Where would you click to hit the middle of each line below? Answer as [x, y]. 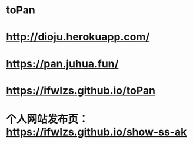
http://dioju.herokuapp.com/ [78, 37]
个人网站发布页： [48, 119]
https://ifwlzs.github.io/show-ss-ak [96, 132]
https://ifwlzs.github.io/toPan [81, 90]
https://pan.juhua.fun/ [62, 64]
